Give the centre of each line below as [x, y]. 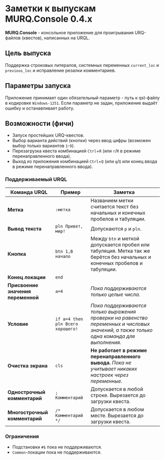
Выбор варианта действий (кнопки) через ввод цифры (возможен [82, 141]
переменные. [107, 381]
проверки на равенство [119, 317]
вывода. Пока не [111, 363]
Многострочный [28, 412]
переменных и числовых [120, 324]
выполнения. [106, 342]
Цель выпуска [28, 53]
